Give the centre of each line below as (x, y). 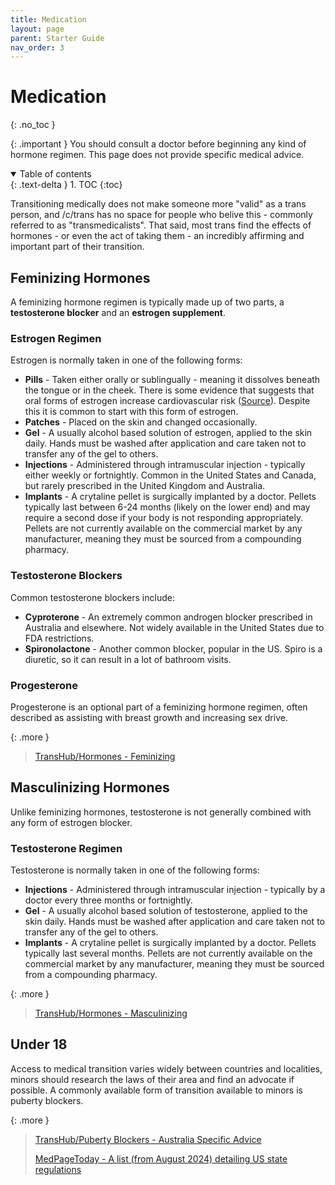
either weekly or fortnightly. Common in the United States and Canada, (170, 475)
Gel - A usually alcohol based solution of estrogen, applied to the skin (168, 433)
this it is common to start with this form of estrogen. (131, 412)
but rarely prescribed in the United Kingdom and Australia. (145, 486)
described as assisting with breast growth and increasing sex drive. (149, 717)
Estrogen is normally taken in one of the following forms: (126, 360)
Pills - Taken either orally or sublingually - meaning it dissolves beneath (172, 380)
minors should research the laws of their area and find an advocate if (152, 1079)
